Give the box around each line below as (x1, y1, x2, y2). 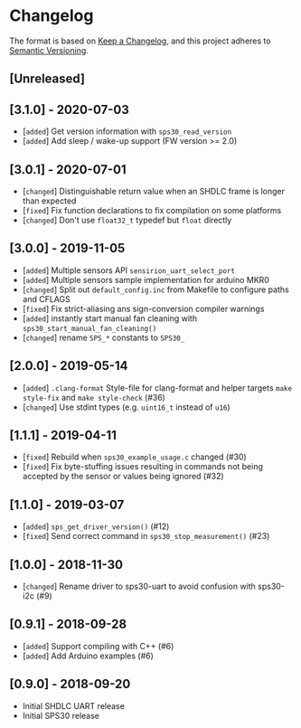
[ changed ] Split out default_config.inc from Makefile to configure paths (22, 284, 289, 295)
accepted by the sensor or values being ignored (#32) (22, 471, 224, 482)
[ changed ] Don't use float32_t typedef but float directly (22, 214, 232, 225)
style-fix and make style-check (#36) (22, 392, 165, 402)
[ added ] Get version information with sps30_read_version (22, 126, 232, 137)
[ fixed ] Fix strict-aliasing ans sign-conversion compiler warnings (22, 303, 265, 314)
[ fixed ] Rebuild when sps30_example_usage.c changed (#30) (22, 451, 247, 462)
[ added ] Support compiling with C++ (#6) (22, 640, 174, 651)
